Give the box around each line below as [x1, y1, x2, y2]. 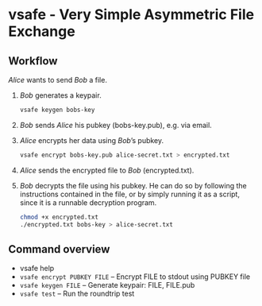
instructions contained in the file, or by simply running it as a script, [19, 189, 241, 199]
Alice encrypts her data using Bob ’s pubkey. [19, 135, 164, 145]
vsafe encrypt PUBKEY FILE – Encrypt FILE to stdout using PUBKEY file [19, 272, 251, 281]
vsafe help [19, 264, 55, 273]
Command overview [8, 242, 110, 256]
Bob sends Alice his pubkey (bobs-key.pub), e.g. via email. [19, 120, 212, 130]
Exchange [8, 22, 75, 41]
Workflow [8, 54, 58, 68]
